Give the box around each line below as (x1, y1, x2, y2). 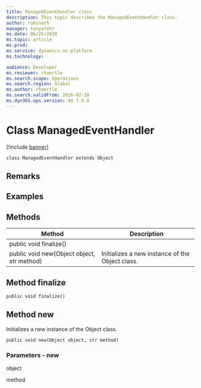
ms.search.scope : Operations (6, 76, 79, 82)
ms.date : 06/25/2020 (6, 31, 58, 37)
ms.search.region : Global (6, 81, 71, 87)
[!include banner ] (6, 143, 49, 151)
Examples (6, 191, 44, 201)
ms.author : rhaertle (6, 86, 58, 93)
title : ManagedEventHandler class (6, 8, 93, 15)
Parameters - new (6, 351, 59, 359)
